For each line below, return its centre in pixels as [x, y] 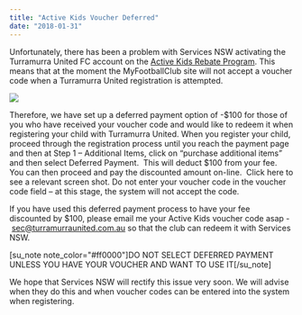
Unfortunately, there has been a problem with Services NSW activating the [148, 51]
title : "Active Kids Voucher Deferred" [84, 18]
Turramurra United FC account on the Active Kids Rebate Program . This [142, 61]
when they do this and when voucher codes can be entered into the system [150, 291]
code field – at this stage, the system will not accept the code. [124, 191]
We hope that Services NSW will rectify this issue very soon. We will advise [149, 282]
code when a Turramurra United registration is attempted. [116, 80]
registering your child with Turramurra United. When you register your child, [150, 134]
